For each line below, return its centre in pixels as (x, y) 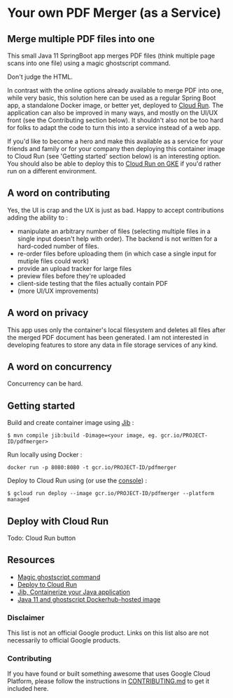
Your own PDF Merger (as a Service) (114, 13)
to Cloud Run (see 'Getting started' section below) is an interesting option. (114, 156)
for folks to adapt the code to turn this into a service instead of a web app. (114, 127)
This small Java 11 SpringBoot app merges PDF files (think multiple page (111, 55)
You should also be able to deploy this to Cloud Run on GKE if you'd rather (114, 164)
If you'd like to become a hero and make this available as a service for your (115, 141)
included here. (28, 689)
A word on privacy (48, 313)
